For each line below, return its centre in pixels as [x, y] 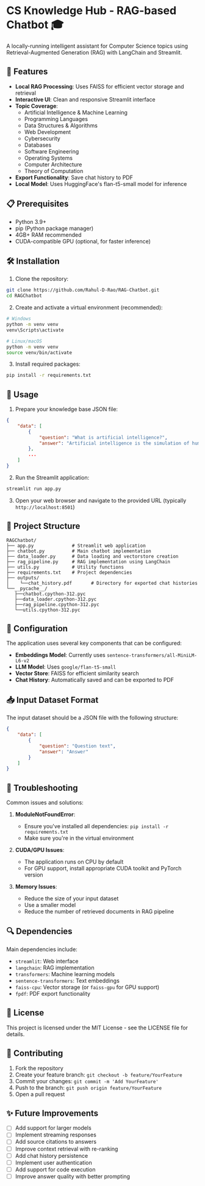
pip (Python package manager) [54, 228]
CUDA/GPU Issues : [40, 850]
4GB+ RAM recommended [48, 235]
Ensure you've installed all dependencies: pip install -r [96, 826]
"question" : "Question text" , [77, 746]
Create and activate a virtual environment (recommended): [89, 308]
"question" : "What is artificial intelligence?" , [103, 437]
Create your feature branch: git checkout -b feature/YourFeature [99, 1075]
